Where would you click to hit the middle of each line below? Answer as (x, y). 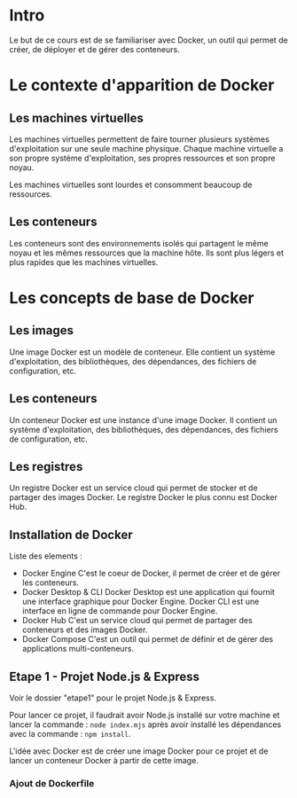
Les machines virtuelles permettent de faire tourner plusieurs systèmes (140, 139)
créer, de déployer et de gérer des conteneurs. (94, 49)
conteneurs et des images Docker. (85, 630)
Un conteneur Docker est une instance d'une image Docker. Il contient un (143, 420)
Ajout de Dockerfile (52, 783)
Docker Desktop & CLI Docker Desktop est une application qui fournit (148, 592)
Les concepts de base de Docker (132, 297)
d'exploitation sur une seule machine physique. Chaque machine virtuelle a (146, 148)
